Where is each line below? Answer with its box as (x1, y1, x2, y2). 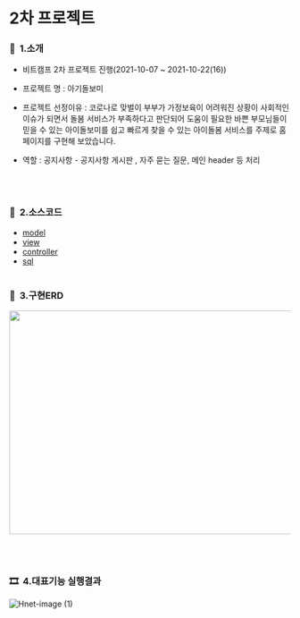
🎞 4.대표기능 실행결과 (9, 575, 102, 587)
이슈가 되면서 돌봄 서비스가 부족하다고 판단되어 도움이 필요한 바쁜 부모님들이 (21, 114, 287, 124)
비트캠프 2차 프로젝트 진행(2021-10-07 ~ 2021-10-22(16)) (21, 64, 227, 75)
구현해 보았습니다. (53, 136, 116, 147)
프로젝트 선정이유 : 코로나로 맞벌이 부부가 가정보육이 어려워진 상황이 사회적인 (21, 102, 290, 113)
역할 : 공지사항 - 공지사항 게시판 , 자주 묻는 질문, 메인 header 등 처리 (21, 155, 261, 165)
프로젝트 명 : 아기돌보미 (21, 83, 104, 94)
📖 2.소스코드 (9, 207, 62, 219)
